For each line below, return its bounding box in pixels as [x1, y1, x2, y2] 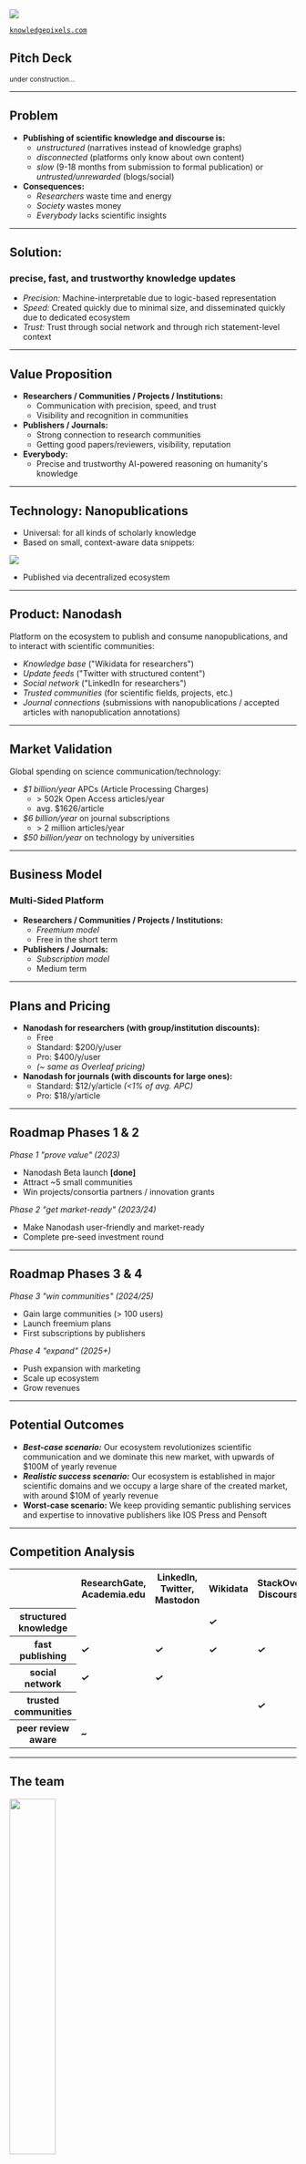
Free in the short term [36, 934, 118, 945]
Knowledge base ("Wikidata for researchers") [22, 658, 194, 669]
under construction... [9, 75, 76, 84]
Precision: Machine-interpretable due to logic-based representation [22, 293, 277, 304]
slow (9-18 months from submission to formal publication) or [36, 161, 264, 172]
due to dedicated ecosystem [22, 312, 130, 323]
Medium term [36, 963, 87, 974]
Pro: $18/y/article [36, 1090, 101, 1101]
